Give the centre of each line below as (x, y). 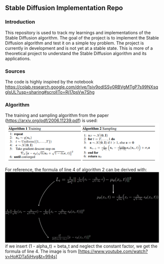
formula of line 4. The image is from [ (42, 251)
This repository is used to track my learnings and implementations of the (78, 32)
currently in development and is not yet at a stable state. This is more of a (79, 48)
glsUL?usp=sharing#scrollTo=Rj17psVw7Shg (50, 92)
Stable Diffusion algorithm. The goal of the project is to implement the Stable (82, 38)
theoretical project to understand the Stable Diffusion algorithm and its (76, 53)
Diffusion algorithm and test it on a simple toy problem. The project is (74, 43)
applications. (18, 59)
